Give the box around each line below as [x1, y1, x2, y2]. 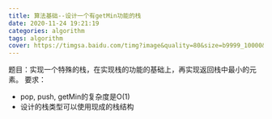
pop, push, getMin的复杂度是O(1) [19, 92, 131, 101]
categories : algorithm [8, 27, 85, 35]
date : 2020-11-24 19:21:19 [8, 19, 100, 27]
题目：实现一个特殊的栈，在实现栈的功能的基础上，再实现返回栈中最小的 [8, 65, 249, 75]
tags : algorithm [8, 34, 63, 43]
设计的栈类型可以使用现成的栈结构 [19, 102, 134, 112]
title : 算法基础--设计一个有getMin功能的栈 [8, 11, 142, 20]
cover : [8, 42, 31, 50]
